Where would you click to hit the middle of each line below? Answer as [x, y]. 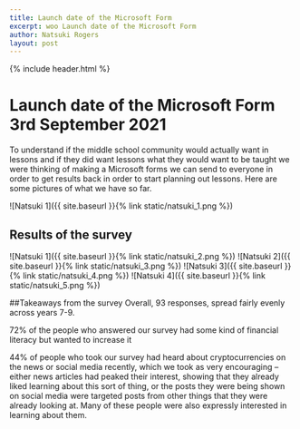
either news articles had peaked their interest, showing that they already [144, 376]
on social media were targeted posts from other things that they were [139, 396]
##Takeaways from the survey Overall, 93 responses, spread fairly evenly [147, 303]
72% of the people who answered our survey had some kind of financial [144, 330]
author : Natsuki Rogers [54, 34]
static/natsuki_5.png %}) [55, 285]
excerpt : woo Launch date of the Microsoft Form [103, 26]
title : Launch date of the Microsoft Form [91, 18]
